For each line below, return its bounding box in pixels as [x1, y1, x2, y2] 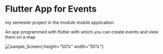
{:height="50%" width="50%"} [41, 43, 104, 49]
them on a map [5, 34, 36, 40]
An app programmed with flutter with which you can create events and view [5, 29, 159, 35]
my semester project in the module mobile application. [5, 19, 115, 25]
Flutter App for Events [5, 3, 97, 15]
